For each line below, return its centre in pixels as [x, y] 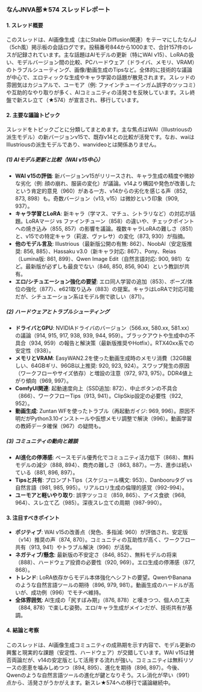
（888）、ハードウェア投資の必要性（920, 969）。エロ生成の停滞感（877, [105, 562]
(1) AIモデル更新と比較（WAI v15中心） [55, 159]
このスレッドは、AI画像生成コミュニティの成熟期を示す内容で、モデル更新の [101, 645]
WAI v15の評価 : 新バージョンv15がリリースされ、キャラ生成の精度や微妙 [105, 176]
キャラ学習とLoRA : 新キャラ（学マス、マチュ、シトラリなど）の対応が [103, 214]
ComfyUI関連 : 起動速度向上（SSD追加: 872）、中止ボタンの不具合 [96, 388]
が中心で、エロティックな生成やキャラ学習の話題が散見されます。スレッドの [101, 77]
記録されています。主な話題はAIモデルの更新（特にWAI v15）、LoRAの [103, 55]
